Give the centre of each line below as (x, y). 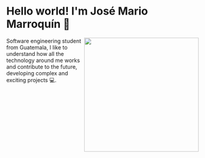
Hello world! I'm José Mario (77, 11)
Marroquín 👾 (38, 24)
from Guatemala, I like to (37, 47)
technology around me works (43, 60)
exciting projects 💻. (31, 80)
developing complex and (37, 73)
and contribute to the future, (42, 67)
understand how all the (35, 53)
